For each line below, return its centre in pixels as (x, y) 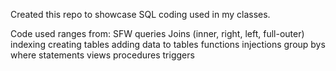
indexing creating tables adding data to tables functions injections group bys (168, 44)
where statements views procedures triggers (102, 55)
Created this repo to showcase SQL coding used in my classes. (140, 14)
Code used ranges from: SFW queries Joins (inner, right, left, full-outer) (157, 33)
